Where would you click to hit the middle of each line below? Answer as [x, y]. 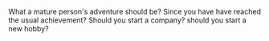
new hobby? [29, 29]
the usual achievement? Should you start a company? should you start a [127, 20]
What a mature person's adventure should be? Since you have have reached [134, 12]
